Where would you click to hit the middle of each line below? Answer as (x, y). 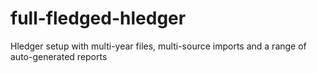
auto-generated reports (59, 56)
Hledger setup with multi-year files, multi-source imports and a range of (158, 46)
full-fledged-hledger (98, 18)
